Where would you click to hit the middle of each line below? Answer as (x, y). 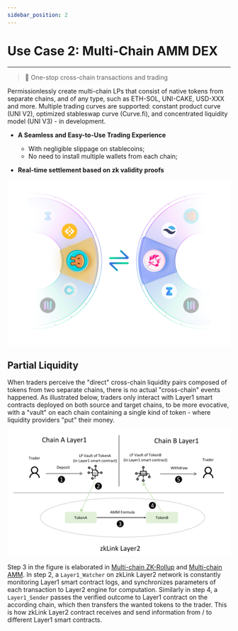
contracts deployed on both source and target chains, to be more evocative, (118, 405)
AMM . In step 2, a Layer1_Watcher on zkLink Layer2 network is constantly (114, 574)
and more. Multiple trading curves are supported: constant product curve (114, 106)
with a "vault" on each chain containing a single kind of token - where (109, 413)
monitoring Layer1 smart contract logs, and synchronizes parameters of (112, 582)
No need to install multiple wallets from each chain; (103, 156)
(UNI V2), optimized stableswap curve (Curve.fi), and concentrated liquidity (118, 113)
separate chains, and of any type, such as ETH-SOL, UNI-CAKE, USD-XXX (116, 99)
